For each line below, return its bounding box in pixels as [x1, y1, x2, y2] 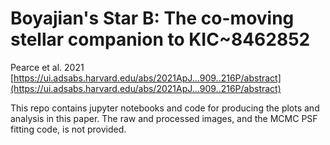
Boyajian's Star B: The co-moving [10, 7, 295, 30]
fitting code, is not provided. [10, 123, 127, 135]
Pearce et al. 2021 [10, 61, 85, 73]
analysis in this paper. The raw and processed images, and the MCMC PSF [10, 112, 318, 124]
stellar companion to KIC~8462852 [10, 28, 311, 51]
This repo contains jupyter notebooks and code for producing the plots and [10, 102, 320, 114]
